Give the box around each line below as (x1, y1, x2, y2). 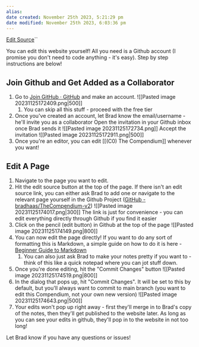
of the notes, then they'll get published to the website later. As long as (14, 310, 186, 317)
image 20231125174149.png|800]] (14, 227, 98, 235)
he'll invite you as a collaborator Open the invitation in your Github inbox (14, 118, 191, 126)
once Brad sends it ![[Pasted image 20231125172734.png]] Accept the (14, 125, 187, 132)
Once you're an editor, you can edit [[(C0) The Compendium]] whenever (14, 137, 192, 145)
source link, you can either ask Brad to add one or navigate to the (14, 190, 175, 196)
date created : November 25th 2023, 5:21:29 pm (6, 14, 124, 20)
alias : (6, 8, 23, 15)
